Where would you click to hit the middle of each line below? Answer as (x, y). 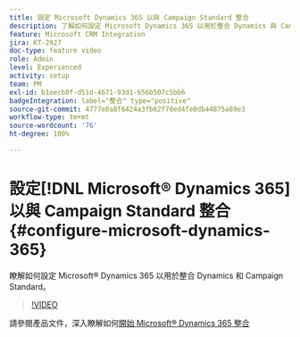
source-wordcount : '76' (54, 126)
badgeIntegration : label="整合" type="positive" (100, 101)
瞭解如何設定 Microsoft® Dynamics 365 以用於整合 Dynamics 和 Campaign (146, 275)
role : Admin (31, 59)
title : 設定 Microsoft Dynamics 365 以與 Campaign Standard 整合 (129, 17)
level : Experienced (46, 68)
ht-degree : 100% (39, 134)
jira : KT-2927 (36, 42)
